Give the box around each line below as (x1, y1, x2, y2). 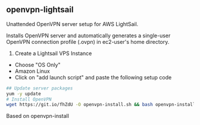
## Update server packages (6, 85, 73, 91)
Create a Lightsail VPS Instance (14, 50, 92, 57)
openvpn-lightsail (6, 5, 74, 15)
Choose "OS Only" (14, 61, 61, 68)
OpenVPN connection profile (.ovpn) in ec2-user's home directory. (6, 38, 170, 45)
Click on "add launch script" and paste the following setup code (14, 73, 172, 81)
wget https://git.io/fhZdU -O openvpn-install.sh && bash (6, 102, 153, 108)
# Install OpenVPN (6, 96, 52, 102)
